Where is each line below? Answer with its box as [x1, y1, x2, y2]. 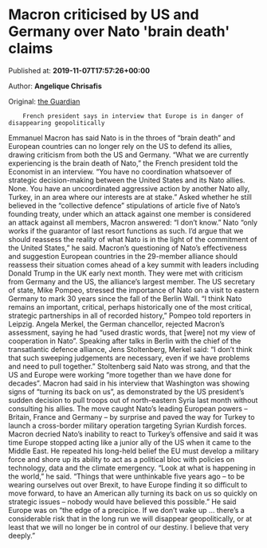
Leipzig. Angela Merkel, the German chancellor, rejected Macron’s [8, 319, 225, 328]
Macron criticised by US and [8, 6, 199, 24]
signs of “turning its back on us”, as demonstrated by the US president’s [8, 386, 245, 396]
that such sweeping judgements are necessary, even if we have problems [8, 353, 250, 362]
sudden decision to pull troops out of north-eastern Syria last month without [8, 395, 258, 405]
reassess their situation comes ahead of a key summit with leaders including [8, 260, 259, 269]
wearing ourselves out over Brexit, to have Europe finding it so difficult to [8, 479, 248, 489]
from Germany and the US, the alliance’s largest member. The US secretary [8, 276, 255, 286]
